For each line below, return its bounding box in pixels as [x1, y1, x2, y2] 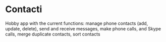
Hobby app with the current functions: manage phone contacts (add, [5, 20, 148, 26]
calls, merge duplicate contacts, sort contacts [5, 31, 100, 37]
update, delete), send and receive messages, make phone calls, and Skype [5, 25, 161, 31]
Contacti [5, 4, 42, 15]
